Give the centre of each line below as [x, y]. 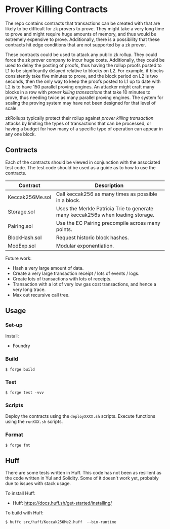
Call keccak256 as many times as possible [107, 194]
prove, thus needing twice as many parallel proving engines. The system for [84, 98]
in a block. [68, 200]
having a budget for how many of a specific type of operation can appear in [84, 129]
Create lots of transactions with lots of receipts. [62, 278]
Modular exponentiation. [85, 246]
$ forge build [20, 369]
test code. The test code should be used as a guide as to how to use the [80, 167]
